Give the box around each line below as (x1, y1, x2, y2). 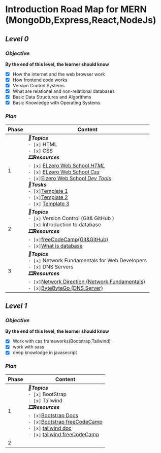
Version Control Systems (12, 83, 65, 88)
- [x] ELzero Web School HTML (28, 162, 105, 169)
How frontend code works (12, 77, 68, 83)
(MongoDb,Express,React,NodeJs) (5, 14, 156, 26)
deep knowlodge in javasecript (12, 350, 77, 356)
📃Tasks (28, 181, 47, 188)
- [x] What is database (28, 242, 83, 249)
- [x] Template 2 (28, 194, 69, 201)
